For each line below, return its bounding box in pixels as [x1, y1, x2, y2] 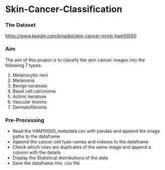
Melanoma [12, 77, 35, 83]
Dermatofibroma [12, 104, 47, 110]
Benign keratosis [12, 82, 48, 89]
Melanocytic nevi [12, 72, 48, 78]
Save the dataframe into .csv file [12, 160, 80, 166]
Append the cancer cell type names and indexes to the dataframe [12, 139, 149, 145]
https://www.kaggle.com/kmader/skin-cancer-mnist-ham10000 [5, 33, 137, 39]
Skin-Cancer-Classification [5, 4, 122, 15]
